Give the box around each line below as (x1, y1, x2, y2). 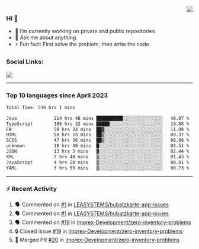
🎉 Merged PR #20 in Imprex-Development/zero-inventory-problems (14, 236, 180, 243)
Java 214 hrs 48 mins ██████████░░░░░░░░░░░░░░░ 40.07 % (6, 115, 190, 121)
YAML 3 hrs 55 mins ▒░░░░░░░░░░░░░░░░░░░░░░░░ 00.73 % (6, 165, 190, 171)
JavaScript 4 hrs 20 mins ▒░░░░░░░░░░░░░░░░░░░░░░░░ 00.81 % (6, 159, 190, 165)
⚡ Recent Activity (6, 185, 57, 193)
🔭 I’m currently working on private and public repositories (14, 28, 155, 35)
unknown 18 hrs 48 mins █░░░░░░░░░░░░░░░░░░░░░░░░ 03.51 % (6, 143, 190, 149)
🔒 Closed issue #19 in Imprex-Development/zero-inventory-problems (14, 228, 183, 235)
